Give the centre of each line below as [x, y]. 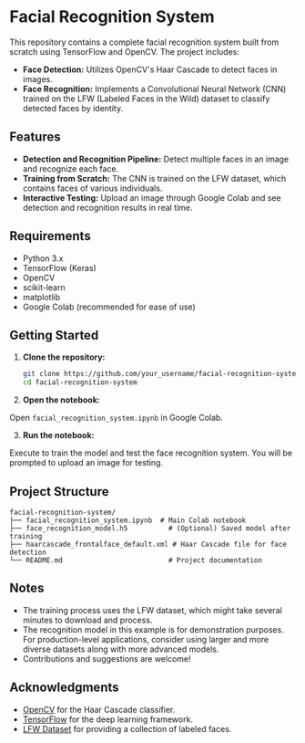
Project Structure [59, 492]
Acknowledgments [65, 688]
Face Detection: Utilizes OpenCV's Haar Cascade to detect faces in [150, 69]
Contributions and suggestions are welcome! [107, 658]
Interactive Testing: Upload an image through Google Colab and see [152, 197]
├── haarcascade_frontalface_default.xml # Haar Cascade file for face [148, 544]
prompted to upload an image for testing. [86, 463]
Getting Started [54, 335]
